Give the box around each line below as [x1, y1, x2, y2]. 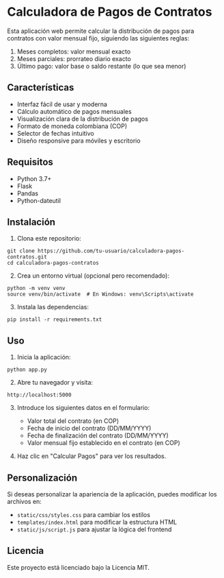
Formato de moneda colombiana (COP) [16, 121, 128, 130]
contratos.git [7, 254, 48, 261]
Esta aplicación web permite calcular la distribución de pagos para [7, 27, 195, 35]
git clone [7, 248, 36, 254]
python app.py [7, 366, 48, 374]
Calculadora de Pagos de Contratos [7, 4, 212, 20]
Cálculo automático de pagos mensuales [16, 107, 132, 115]
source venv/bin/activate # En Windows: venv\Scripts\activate [7, 291, 194, 298]
